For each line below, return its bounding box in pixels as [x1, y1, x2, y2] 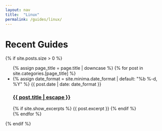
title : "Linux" [5, 12, 39, 17]
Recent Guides [5, 38, 68, 50]
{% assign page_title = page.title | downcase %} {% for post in [12, 65, 143, 71]
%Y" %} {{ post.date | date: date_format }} [12, 81, 102, 88]
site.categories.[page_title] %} [12, 70, 76, 76]
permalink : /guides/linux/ [5, 17, 62, 22]
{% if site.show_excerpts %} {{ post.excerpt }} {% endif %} [12, 105, 137, 111]
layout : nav [5, 7, 30, 13]
